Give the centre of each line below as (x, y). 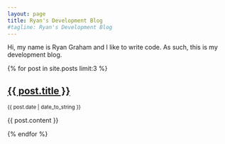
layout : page (27, 14)
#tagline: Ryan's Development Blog (60, 27)
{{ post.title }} (39, 90)
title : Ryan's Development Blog (55, 21)
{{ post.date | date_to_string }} (44, 107)
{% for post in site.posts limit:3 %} (57, 69)
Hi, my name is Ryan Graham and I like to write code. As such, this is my (113, 48)
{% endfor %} (28, 134)
